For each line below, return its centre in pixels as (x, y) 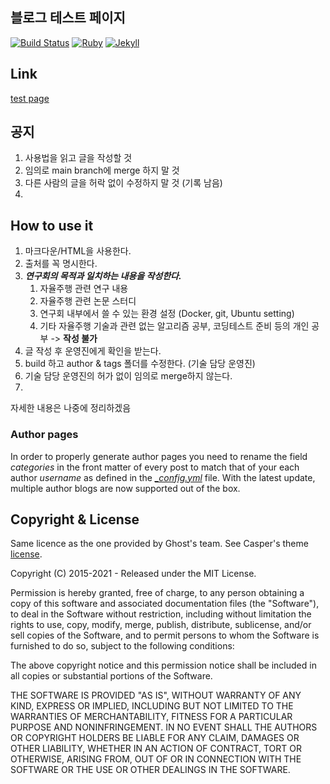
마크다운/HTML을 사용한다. (78, 251)
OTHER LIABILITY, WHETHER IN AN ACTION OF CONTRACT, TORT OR (156, 749)
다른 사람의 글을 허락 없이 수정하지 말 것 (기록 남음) (123, 183)
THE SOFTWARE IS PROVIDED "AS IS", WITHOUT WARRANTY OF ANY (156, 695)
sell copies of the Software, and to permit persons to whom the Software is (165, 635)
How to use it (52, 225)
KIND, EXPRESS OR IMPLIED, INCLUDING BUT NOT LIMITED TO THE (152, 706)
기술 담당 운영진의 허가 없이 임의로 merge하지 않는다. (128, 376)
